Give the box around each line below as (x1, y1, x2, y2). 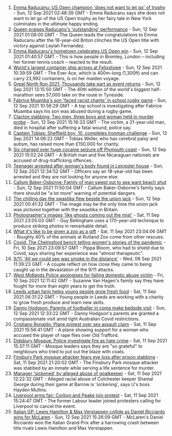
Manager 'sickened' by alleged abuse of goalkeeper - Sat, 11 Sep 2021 (13, 370, 162, 376)
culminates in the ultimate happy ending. (13, 21, 99, 27)
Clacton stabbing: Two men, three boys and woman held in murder (13, 114, 154, 120)
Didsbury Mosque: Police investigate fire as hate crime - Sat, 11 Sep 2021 (13, 338, 167, 343)
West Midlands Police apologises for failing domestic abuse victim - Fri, (13, 272, 164, 278)
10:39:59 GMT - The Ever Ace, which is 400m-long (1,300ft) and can (13, 70, 158, 76)
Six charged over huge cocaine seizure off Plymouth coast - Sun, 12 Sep (13, 147, 166, 152)
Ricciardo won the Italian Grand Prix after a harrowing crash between (13, 420, 159, 426)
